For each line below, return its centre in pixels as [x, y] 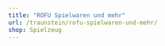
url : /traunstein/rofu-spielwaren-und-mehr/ [83, 23]
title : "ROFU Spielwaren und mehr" [67, 15]
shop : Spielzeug [35, 30]
